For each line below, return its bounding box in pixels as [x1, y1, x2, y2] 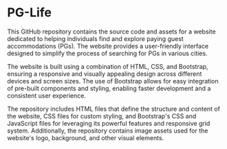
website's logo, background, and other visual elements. [7, 133, 164, 141]
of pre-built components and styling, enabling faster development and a [7, 84, 211, 92]
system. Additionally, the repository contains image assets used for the [7, 126, 208, 135]
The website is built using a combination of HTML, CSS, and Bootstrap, [7, 62, 208, 70]
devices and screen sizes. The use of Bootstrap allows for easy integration [7, 77, 219, 85]
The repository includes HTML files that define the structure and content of [7, 105, 220, 113]
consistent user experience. [7, 91, 86, 100]
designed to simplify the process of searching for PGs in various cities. [7, 49, 208, 57]
